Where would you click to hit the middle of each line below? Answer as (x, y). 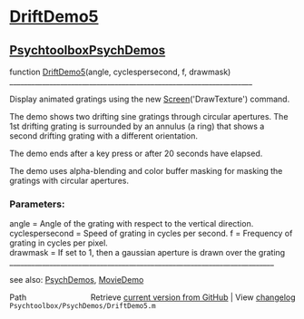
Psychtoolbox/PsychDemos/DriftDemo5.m (83, 306)
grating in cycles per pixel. (59, 243)
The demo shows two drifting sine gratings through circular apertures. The (149, 116)
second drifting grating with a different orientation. (103, 136)
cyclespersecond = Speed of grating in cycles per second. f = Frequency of (151, 234)
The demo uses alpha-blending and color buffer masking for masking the (146, 171)
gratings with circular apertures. (69, 180)
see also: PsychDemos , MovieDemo (77, 280)
